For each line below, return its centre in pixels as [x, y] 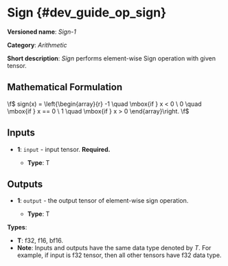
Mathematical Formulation [65, 87]
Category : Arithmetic [37, 45]
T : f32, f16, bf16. [40, 241]
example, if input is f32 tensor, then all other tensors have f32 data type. [119, 255]
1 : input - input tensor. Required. [64, 149]
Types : [17, 228]
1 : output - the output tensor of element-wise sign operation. [103, 201]
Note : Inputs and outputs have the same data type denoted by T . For [114, 248]
